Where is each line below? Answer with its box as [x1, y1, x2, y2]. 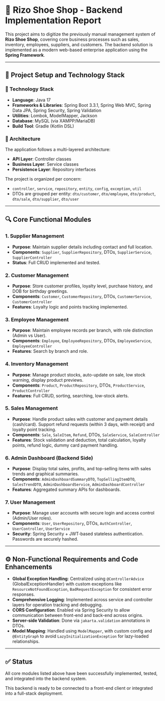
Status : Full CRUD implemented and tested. [12, 259, 101, 265]
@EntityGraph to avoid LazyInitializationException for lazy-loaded [12, 633, 149, 639]
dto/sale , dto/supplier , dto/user [12, 196, 80, 202]
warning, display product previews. [12, 377, 83, 383]
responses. [12, 591, 35, 597]
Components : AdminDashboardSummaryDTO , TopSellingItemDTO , [12, 476, 136, 482]
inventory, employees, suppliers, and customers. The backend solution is [5, 41, 153, 47]
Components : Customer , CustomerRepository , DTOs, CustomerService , [12, 293, 152, 299]
